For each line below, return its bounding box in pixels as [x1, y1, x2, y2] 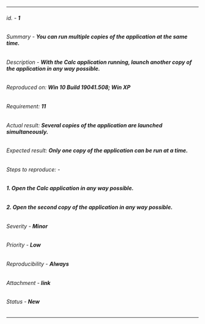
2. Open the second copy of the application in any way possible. [6, 203, 173, 211]
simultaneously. [6, 128, 49, 135]
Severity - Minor [6, 222, 48, 230]
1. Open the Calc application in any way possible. [6, 185, 134, 192]
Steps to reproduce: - [6, 166, 60, 173]
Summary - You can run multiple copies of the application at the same [6, 33, 188, 40]
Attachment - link [6, 279, 51, 286]
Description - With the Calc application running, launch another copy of [6, 58, 192, 66]
